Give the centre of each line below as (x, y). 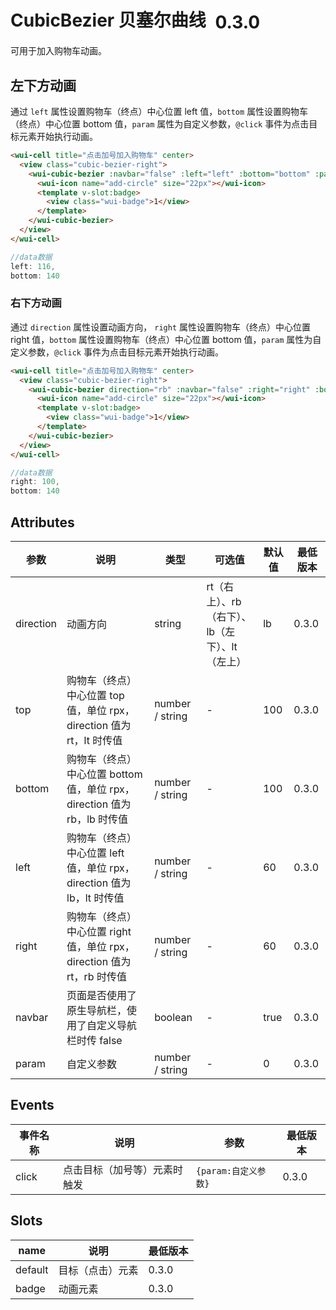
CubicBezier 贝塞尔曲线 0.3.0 (135, 21)
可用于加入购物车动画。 (58, 51)
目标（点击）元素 (98, 1270)
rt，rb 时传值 (96, 976)
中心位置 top (95, 695)
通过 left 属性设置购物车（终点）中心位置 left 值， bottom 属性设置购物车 (159, 112)
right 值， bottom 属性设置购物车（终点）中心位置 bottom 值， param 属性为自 (166, 339)
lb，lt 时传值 (95, 898)
